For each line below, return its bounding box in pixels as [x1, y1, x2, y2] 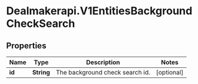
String [32, 69, 50, 76]
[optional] [156, 69, 184, 76]
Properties [6, 41, 47, 51]
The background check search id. [56, 69, 151, 76]
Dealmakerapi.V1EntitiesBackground [6, 4, 193, 18]
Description [86, 58, 121, 66]
